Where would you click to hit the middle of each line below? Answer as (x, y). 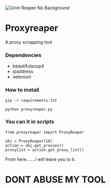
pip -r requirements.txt (31, 100)
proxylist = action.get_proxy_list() (45, 150)
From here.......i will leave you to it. (41, 159)
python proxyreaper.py (29, 109)
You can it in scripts (30, 122)
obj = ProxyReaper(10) (29, 141)
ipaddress (23, 72)
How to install (22, 90)
